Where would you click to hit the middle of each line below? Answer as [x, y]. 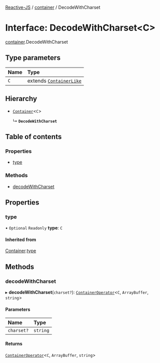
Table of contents [33, 137]
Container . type [21, 251]
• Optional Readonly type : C [34, 228]
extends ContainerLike [54, 81]
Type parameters [33, 58]
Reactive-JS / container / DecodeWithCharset [53, 7]
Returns [14, 343]
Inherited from [21, 239]
